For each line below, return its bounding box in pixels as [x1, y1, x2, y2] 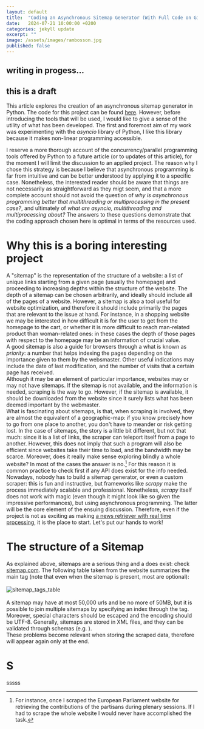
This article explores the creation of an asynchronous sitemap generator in [6, 102, 193, 110]
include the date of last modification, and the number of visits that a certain [6, 363, 194, 370]
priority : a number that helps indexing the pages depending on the [6, 349, 172, 357]
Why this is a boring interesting [6, 239, 168, 253]
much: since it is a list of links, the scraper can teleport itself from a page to [6, 433, 195, 441]
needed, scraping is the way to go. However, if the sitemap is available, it [6, 388, 189, 396]
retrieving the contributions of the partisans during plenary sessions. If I [15, 703, 195, 710]
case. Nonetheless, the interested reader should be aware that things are [6, 179, 189, 186]
